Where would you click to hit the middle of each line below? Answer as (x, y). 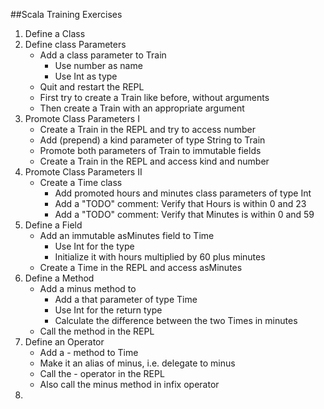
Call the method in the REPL (97, 331)
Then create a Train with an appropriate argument (142, 108)
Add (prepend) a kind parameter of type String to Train (152, 140)
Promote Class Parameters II (83, 172)
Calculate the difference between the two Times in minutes (176, 320)
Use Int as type (86, 76)
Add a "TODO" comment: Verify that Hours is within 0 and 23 (180, 203)
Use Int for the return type (108, 310)
